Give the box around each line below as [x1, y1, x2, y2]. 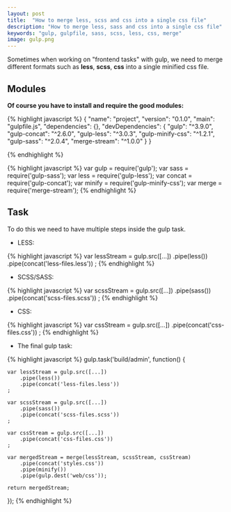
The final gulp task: [17, 341, 73, 350]
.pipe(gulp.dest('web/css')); [19, 472, 108, 479]
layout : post [7, 10, 45, 17]
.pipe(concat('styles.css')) [19, 460, 104, 467]
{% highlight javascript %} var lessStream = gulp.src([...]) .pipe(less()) [7, 251, 208, 260]
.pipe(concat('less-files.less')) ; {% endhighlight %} [7, 259, 155, 267]
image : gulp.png [7, 36, 54, 43]
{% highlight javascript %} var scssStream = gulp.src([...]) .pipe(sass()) [7, 286, 212, 295]
